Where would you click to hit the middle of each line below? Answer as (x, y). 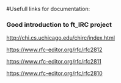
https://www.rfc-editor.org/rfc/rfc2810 (54, 73)
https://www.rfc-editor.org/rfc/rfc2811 (54, 62)
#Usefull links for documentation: (48, 9)
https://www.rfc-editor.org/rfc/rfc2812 (54, 50)
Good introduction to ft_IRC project (59, 24)
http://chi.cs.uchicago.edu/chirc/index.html (61, 38)
